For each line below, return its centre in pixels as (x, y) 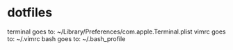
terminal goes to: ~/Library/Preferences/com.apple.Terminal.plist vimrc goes (116, 32)
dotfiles (30, 13)
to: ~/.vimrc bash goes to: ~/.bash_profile (66, 38)
